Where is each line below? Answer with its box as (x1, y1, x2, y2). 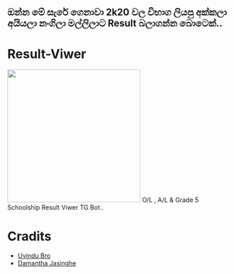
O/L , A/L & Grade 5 (141, 195, 199, 205)
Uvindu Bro (17, 251, 51, 260)
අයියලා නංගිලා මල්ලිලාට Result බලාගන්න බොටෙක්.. (7, 18, 223, 30)
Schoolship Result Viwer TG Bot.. (7, 203, 104, 212)
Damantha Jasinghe (17, 259, 77, 268)
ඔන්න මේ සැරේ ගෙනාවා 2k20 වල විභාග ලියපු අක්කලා (7, 6, 227, 18)
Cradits (7, 228, 52, 244)
